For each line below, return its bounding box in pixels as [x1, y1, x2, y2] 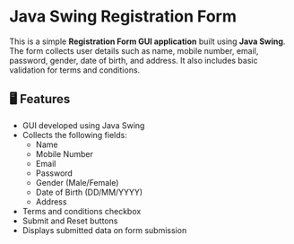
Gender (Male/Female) [35, 177, 119, 187]
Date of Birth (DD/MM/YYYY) [35, 187, 143, 197]
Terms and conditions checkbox [22, 205, 142, 216]
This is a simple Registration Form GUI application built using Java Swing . [9, 36, 286, 47]
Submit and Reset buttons [22, 215, 118, 226]
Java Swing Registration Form [9, 6, 238, 27]
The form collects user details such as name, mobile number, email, [9, 45, 259, 56]
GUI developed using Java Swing [22, 119, 145, 131]
